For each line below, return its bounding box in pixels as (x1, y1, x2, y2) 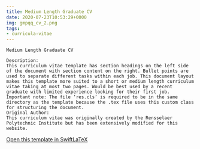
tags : (6, 25, 20, 32)
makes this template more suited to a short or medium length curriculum (6, 79, 195, 85)
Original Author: (6, 110, 50, 116)
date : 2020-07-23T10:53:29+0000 (6, 14, 87, 20)
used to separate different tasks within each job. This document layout (6, 73, 195, 79)
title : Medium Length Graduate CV (6, 8, 93, 15)
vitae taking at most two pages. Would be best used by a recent (6, 84, 172, 90)
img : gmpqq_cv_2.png (6, 20, 58, 26)
